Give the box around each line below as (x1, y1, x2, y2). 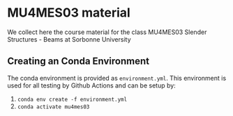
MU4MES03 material (7, 5, 130, 21)
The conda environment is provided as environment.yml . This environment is (7, 74, 227, 82)
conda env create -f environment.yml (17, 96, 128, 103)
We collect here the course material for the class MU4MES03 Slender (7, 28, 207, 36)
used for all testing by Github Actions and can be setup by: (7, 81, 176, 90)
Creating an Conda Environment (7, 56, 150, 67)
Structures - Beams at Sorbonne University (7, 35, 131, 43)
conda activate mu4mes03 (17, 103, 90, 110)
